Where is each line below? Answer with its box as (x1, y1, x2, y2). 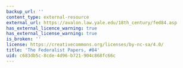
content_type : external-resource (6, 14, 89, 20)
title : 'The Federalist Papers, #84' (6, 47, 100, 53)
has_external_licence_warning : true (6, 25, 97, 31)
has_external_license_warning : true (6, 31, 97, 37)
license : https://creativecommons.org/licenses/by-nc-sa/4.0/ (6, 42, 164, 48)
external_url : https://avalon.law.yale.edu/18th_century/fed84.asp (6, 20, 178, 25)
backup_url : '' (6, 8, 44, 15)
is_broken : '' (6, 36, 42, 42)
